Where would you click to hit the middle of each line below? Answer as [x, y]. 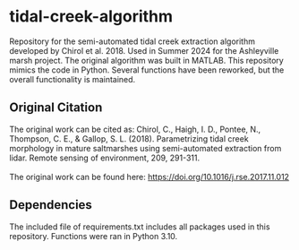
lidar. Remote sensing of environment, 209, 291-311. [105, 158]
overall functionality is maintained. [73, 79]
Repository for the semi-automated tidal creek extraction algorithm [132, 41]
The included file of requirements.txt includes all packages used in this [140, 227]
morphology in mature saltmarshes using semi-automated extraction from [145, 148]
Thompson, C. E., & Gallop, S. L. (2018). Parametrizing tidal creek [129, 138]
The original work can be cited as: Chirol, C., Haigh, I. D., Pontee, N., [135, 129]
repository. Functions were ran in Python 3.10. [94, 236]
